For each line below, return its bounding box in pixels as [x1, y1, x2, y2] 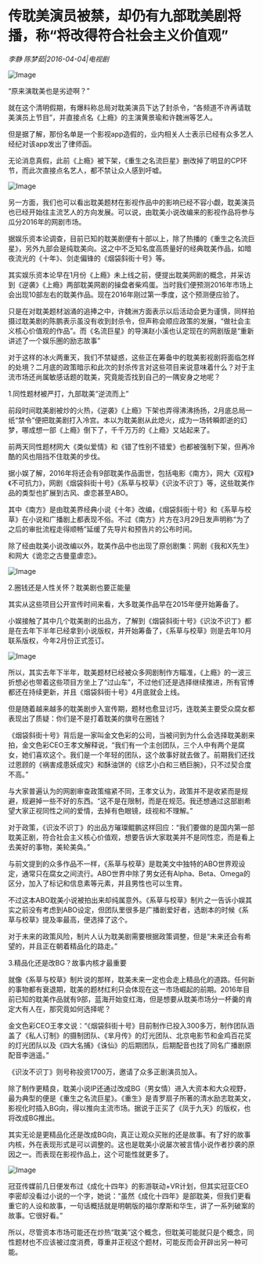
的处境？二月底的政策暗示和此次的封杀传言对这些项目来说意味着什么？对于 [8, 362, 248, 371]
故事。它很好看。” [8, 1211, 63, 1220]
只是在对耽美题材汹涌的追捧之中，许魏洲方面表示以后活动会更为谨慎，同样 [8, 306, 248, 316]
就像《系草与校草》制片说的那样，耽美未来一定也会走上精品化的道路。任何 [8, 974, 248, 984]
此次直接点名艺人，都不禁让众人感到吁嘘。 [28, 166, 166, 175]
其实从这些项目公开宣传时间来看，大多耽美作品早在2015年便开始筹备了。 [8, 599, 243, 608]
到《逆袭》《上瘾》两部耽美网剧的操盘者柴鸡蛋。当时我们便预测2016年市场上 [8, 279, 254, 289]
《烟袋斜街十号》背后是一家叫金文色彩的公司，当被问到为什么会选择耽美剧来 [8, 730, 255, 740]
